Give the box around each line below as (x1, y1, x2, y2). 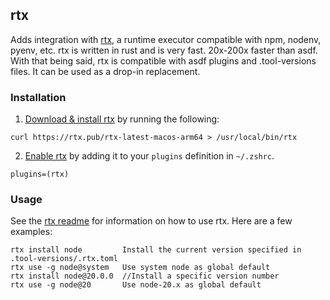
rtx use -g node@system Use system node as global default (10, 263, 271, 273)
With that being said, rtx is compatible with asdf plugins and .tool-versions (10, 54, 317, 67)
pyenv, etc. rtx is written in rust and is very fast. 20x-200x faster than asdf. (10, 44, 318, 56)
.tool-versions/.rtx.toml (10, 254, 118, 264)
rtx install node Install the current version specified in (10, 245, 302, 255)
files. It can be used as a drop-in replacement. (10, 65, 201, 77)
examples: (10, 226, 53, 238)
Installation (10, 90, 67, 104)
